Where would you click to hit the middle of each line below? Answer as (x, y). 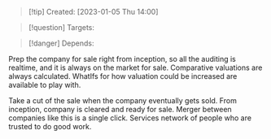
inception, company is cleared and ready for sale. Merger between (120, 109)
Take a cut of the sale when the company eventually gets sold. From (123, 100)
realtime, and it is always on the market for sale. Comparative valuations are (135, 67)
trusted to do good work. (50, 126)
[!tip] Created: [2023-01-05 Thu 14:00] (93, 12)
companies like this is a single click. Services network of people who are (130, 118)
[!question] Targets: (61, 27)
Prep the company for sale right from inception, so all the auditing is (122, 59)
